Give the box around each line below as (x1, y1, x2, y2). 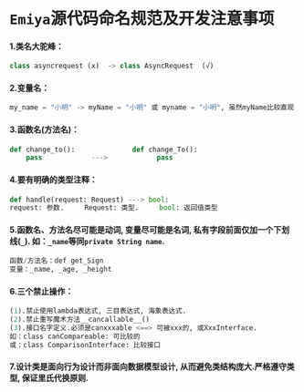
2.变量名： (9, 82, 50, 93)
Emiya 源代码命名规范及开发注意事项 (9, 8, 275, 29)
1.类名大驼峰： (9, 40, 64, 51)
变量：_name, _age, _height (9, 265, 112, 274)
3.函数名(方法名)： (9, 124, 79, 135)
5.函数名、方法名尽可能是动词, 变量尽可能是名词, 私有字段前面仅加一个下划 (9, 224, 290, 235)
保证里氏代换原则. (21, 373, 89, 384)
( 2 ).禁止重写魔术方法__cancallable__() (9, 315, 151, 325)
